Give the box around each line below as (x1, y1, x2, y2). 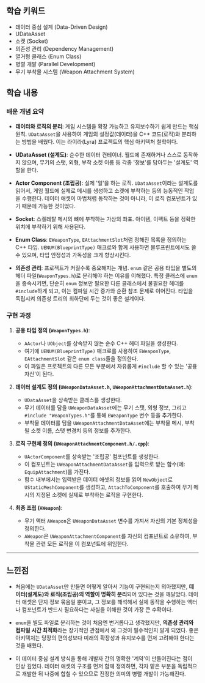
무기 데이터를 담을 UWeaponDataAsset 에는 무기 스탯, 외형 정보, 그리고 (24, 403, 187, 411)
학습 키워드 (6, 6, 46, 17)
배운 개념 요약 (6, 108, 45, 116)
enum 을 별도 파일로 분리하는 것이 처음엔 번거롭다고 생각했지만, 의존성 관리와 (15, 619, 194, 626)
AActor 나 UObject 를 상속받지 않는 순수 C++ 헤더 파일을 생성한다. (24, 339, 178, 347)
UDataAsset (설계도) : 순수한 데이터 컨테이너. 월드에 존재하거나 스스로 (15, 151, 182, 158)
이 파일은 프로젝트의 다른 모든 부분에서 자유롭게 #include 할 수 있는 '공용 (24, 362, 198, 370)
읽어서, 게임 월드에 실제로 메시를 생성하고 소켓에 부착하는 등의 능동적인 (15, 187, 183, 194)
